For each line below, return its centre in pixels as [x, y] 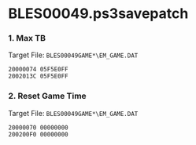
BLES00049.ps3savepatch [98, 14]
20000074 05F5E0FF [38, 70]
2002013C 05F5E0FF [38, 76]
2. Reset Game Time [47, 96]
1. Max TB [27, 38]
